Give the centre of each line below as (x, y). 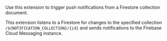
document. (17, 13)
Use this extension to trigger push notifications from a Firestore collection (83, 7)
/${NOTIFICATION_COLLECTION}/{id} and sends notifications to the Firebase (83, 28)
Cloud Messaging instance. (34, 33)
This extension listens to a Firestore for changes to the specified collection (84, 23)
